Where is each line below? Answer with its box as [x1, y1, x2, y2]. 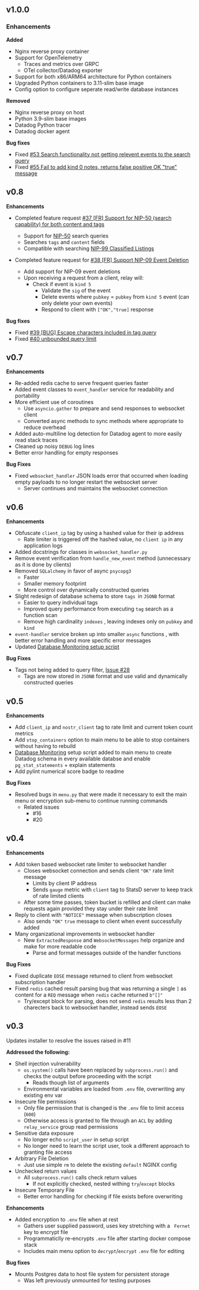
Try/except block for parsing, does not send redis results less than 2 [23, 997, 192, 1004]
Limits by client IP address [32, 879, 97, 887]
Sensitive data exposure [14, 1129, 74, 1136]
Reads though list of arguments [32, 1079, 110, 1086]
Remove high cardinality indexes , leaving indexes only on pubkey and [23, 618, 193, 625]
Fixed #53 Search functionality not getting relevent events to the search [14, 151, 191, 158]
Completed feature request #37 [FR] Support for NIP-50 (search [14, 214, 172, 221]
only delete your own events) [41, 299, 113, 306]
